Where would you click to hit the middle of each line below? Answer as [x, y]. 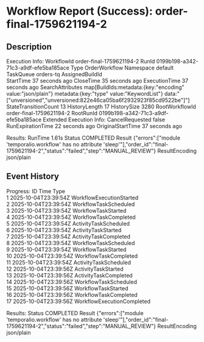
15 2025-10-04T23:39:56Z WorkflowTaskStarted [67, 288]
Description [29, 47]
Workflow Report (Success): [80, 11]
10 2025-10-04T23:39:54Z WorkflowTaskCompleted [72, 256]
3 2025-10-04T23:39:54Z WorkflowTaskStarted [66, 210]
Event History [33, 176]
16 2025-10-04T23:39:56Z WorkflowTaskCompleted [72, 294]
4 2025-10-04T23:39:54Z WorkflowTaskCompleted [71, 217]
